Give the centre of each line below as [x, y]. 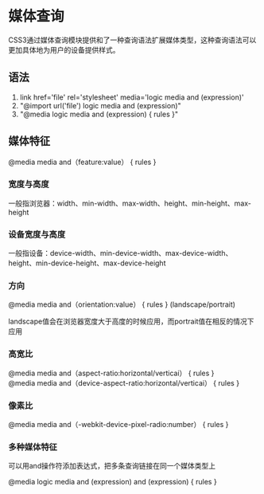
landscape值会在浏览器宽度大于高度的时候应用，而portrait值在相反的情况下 [131, 321]
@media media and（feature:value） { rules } [82, 162]
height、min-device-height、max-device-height [87, 263]
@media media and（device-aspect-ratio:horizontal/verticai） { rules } [124, 382]
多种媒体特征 [33, 447]
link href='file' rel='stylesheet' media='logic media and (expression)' [132, 97]
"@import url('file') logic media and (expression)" [100, 105]
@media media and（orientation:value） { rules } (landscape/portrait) [122, 304]
